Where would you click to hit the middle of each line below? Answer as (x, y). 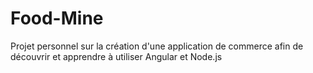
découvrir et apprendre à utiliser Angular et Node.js (116, 56)
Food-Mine (57, 18)
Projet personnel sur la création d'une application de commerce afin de (157, 46)
